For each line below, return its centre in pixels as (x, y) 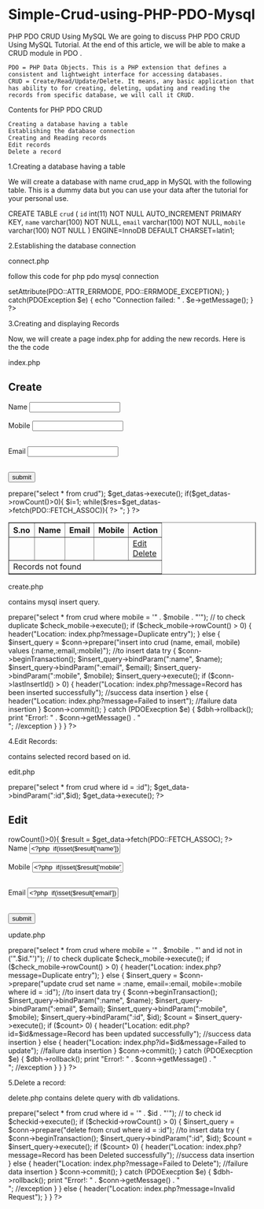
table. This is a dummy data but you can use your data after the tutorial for (128, 190)
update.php (27, 935)
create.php (26, 586)
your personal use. (38, 198)
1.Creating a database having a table (67, 166)
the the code (29, 347)
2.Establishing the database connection (72, 245)
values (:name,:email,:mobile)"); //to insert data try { (92, 650)
